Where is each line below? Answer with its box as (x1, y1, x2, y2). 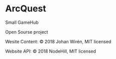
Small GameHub (5, 19, 39, 25)
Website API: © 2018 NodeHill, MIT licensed (5, 48, 96, 54)
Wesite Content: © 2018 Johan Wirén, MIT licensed (5, 38, 111, 45)
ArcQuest (5, 3, 46, 14)
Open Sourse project (5, 29, 49, 35)
